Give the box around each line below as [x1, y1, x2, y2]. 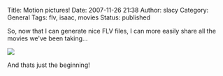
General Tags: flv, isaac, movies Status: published [7, 13, 151, 22]
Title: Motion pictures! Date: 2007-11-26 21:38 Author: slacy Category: [7, 6, 209, 14]
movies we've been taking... [7, 34, 88, 43]
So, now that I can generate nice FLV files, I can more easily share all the [7, 27, 217, 35]
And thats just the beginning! [7, 61, 90, 69]
